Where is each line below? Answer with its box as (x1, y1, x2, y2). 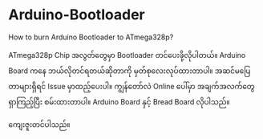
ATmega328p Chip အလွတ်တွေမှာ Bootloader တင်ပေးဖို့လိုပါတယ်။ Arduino (8, 50, 246, 59)
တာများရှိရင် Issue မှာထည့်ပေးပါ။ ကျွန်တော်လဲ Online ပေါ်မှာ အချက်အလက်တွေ (8, 81, 255, 91)
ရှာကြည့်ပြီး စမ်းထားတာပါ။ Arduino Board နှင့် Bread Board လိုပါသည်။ (8, 96, 230, 106)
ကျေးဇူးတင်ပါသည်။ (8, 119, 71, 129)
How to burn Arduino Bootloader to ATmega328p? (8, 32, 174, 42)
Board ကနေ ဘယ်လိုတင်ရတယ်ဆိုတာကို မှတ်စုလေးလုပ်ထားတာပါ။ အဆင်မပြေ (8, 66, 251, 76)
